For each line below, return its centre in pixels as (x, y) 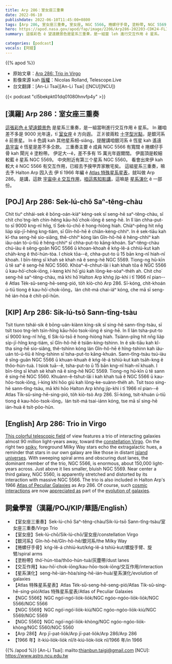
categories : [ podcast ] (29, 43)
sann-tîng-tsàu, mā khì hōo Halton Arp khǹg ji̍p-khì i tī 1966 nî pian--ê (85, 389)
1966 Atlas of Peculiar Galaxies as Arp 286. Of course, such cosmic (76, 485)
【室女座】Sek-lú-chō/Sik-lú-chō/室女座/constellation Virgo (75, 534)
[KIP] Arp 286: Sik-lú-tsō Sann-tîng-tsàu (71, 312)
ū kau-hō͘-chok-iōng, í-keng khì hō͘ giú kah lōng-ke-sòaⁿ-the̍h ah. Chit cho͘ (83, 271)
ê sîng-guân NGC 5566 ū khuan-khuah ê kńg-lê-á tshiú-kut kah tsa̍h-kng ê (84, 360)
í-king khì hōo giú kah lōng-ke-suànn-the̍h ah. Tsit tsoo (96, 382)
